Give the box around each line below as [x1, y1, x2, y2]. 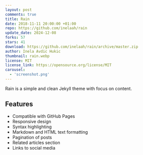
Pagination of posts [12, 134, 52, 140]
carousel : [5, 68, 26, 73]
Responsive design [12, 118, 51, 124]
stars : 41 [5, 40, 26, 45]
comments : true [5, 12, 37, 17]
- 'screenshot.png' [9, 72, 50, 77]
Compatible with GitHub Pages [12, 113, 75, 119]
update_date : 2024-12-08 [5, 30, 56, 35]
